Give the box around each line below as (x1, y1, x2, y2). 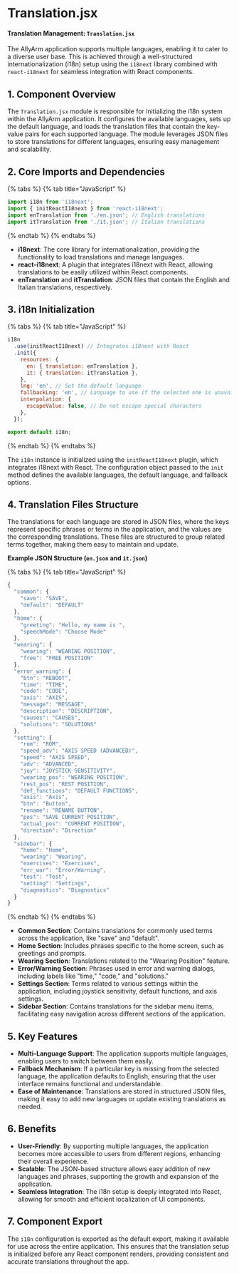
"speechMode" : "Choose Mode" (20, 628, 107, 635)
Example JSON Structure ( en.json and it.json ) (7, 554, 148, 562)
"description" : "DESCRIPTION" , (20, 708, 113, 715)
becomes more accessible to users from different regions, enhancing (17, 1149, 221, 1158)
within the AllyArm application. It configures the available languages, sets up (7, 115, 231, 123)
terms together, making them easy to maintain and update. (7, 540, 179, 549)
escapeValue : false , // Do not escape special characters (26, 403, 202, 410)
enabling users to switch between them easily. (17, 1057, 154, 1066)
